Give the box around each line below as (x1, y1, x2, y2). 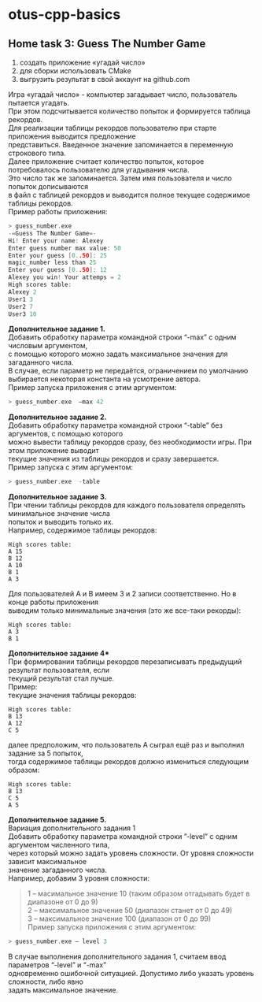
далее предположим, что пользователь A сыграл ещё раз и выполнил (8, 740, 245, 750)
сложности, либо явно (8, 977, 84, 986)
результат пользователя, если (8, 666, 110, 675)
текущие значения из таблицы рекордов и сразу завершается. (8, 455, 220, 464)
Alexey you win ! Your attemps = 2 (8, 273, 122, 281)
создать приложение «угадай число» (19, 58, 146, 67)
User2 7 (8, 302, 34, 310)
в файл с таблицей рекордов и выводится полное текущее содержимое (8, 191, 250, 199)
